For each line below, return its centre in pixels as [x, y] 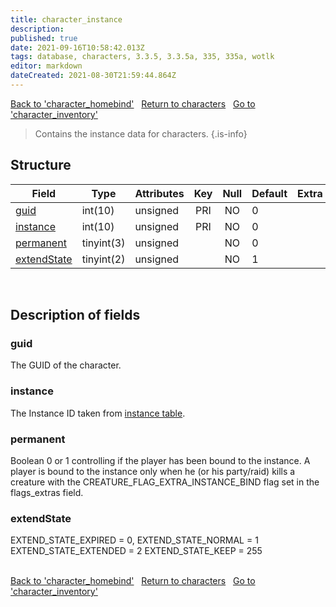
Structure [41, 165]
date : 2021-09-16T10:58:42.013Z [77, 47]
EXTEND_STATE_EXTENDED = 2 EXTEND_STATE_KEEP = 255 [136, 551]
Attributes [159, 193]
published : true [44, 38]
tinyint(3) [103, 243]
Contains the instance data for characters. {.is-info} [141, 133]
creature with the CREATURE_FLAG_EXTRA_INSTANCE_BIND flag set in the [165, 482]
